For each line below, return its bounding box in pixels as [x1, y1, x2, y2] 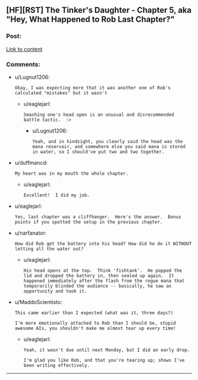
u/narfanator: [14, 229, 47, 236]
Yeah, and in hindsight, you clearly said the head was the [32, 138, 183, 144]
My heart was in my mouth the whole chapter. [14, 171, 128, 176]
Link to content [6, 45, 43, 52]
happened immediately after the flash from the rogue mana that [23, 278, 185, 284]
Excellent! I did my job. [23, 192, 90, 198]
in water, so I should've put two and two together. [32, 149, 165, 155]
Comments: [6, 60, 41, 68]
